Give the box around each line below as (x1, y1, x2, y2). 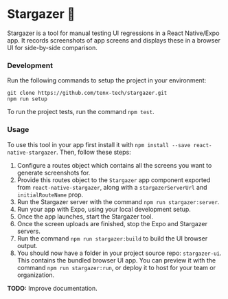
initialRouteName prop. (16, 190, 84, 199)
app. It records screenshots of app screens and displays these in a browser (7, 36, 221, 44)
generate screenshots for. (16, 168, 91, 177)
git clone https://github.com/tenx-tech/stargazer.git (7, 89, 168, 97)
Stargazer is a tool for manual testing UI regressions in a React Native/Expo (7, 29, 220, 37)
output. (16, 241, 38, 250)
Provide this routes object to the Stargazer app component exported (16, 175, 211, 184)
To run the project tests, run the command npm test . (7, 108, 155, 116)
